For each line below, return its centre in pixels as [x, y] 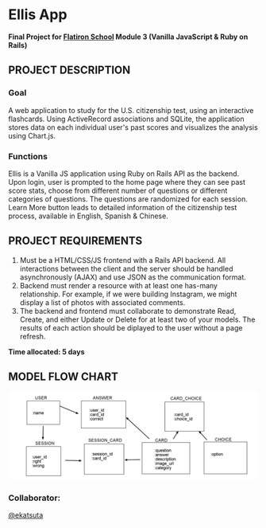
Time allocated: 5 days [46, 351]
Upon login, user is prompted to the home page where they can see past [127, 182]
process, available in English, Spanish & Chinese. [88, 216]
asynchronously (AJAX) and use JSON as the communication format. [133, 277]
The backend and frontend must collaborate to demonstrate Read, [128, 311]
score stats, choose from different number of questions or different [118, 190]
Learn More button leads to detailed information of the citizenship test [123, 207]
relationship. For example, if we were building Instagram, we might [128, 294]
